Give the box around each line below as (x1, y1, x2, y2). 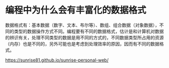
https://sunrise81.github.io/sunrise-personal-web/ (5, 57, 109, 63)
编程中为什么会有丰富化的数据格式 (5, 4, 147, 16)
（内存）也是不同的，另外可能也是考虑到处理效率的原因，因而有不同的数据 (5, 40, 159, 46)
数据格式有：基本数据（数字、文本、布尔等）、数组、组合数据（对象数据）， (5, 22, 159, 28)
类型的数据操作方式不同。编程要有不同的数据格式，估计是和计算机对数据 (14, 28, 164, 34)
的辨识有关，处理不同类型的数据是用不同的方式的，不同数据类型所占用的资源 (5, 34, 164, 40)
